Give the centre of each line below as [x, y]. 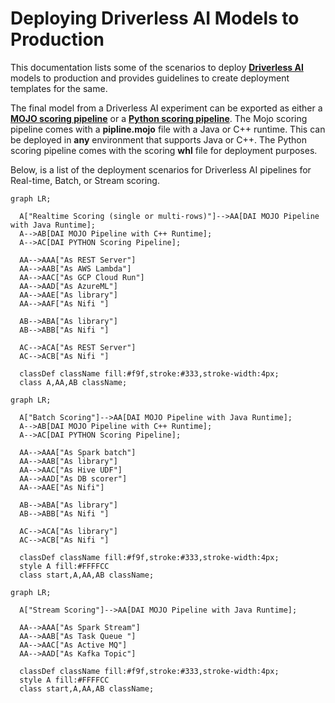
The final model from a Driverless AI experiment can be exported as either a [166, 108]
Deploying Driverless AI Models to [155, 18]
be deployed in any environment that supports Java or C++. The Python [158, 139]
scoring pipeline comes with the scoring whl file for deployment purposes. [164, 150]
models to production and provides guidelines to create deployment [150, 78]
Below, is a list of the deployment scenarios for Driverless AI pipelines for [161, 169]
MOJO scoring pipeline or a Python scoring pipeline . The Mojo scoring [159, 118]
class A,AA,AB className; [73, 382]
